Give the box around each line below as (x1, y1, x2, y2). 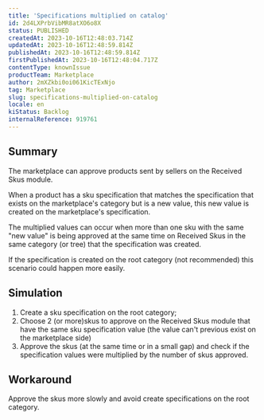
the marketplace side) (19, 332, 91, 343)
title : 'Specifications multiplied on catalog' (8, 11, 169, 20)
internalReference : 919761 (8, 116, 98, 124)
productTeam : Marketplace (8, 71, 94, 79)
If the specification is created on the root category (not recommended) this (8, 254, 254, 264)
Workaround (8, 372, 72, 387)
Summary (8, 145, 58, 159)
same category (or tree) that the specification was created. (8, 239, 201, 249)
